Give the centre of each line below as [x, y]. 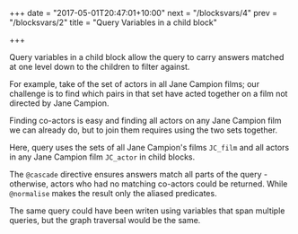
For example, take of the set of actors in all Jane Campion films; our [135, 84]
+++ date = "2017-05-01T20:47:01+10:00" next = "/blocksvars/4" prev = [144, 13]
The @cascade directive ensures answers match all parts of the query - [138, 174]
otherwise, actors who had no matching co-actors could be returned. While [149, 184]
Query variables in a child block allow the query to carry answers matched [147, 57]
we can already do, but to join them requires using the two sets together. [144, 130]
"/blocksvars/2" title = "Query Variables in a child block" [114, 22]
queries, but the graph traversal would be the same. [105, 220]
